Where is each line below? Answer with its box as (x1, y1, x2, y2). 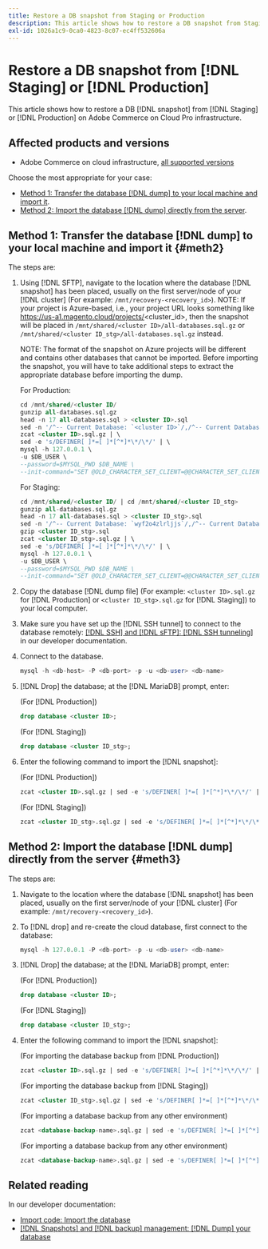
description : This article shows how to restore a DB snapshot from (8, 19, 241, 27)
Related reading (8, 1179, 89, 1192)
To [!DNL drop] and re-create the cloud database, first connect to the (19, 922, 247, 931)
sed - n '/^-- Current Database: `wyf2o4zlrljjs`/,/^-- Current (19, 520, 235, 528)
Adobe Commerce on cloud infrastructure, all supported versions (19, 158, 235, 167)
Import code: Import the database (19, 1215, 131, 1225)
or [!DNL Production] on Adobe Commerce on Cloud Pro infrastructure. (8, 113, 242, 122)
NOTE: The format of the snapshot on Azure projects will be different (19, 344, 246, 354)
